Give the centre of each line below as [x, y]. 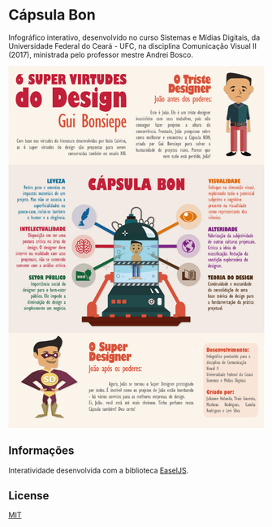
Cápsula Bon [52, 15]
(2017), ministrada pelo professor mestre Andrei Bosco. [101, 54]
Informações [41, 451]
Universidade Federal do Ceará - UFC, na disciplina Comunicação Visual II [133, 45]
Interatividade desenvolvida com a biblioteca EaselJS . [99, 470]
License [29, 496]
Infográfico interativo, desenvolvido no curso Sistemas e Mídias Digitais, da [134, 37]
